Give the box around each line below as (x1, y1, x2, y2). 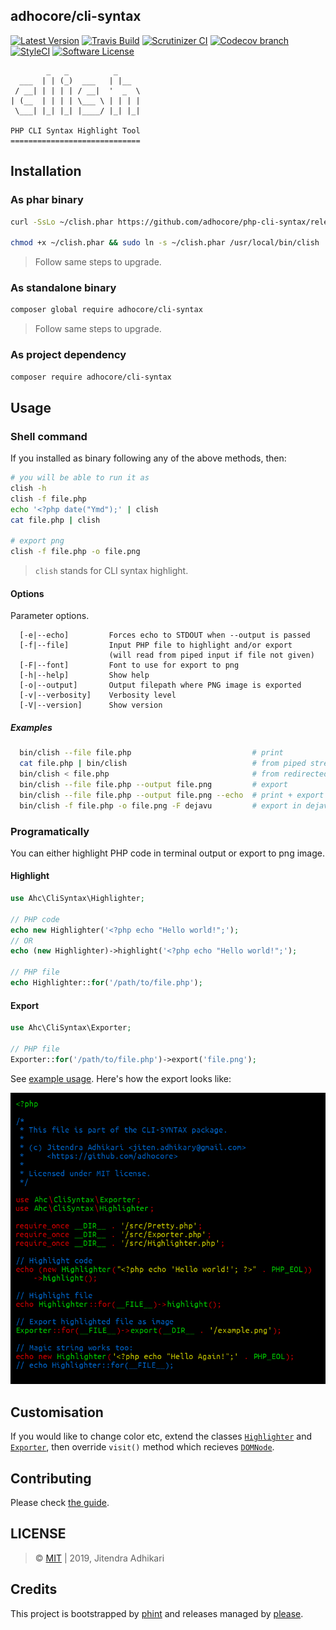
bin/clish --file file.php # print (19, 748, 284, 758)
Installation (10, 163, 82, 180)
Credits (10, 1581, 58, 1598)
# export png (10, 536, 65, 546)
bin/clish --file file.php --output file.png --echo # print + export (19, 790, 325, 800)
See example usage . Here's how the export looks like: (10, 1072, 232, 1084)
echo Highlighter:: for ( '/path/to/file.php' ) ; (10, 978, 203, 988)
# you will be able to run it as (10, 473, 150, 483)
